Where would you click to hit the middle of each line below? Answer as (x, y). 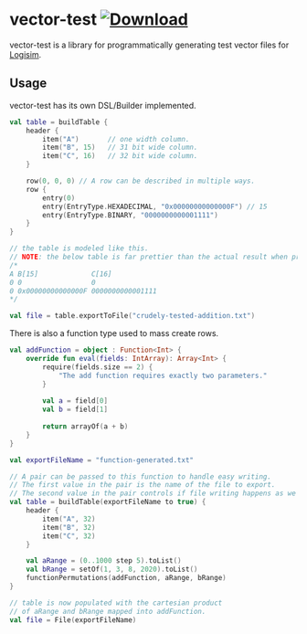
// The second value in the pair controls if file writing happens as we (153, 493)
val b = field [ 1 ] (75, 410)
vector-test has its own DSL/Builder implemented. (103, 105)
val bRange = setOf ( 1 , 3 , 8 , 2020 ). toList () (112, 570)
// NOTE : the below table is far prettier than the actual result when (148, 257)
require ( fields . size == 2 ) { (98, 367)
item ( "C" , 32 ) (69, 536)
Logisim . (26, 54)
